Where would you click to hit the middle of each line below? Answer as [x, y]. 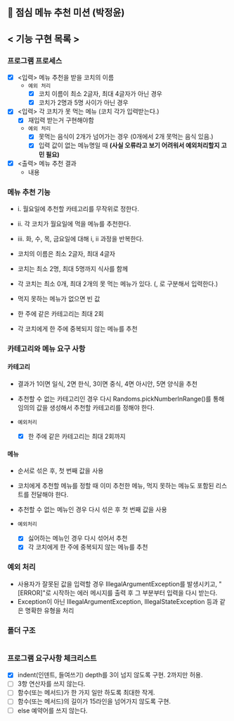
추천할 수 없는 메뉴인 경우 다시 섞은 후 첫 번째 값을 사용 [92, 509]
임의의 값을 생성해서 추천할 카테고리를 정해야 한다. [86, 407]
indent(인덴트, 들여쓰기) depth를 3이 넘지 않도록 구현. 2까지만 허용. [110, 675]
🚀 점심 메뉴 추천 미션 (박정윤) [66, 13]
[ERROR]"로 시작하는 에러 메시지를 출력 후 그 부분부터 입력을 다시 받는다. [117, 593]
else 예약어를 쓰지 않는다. [52, 710]
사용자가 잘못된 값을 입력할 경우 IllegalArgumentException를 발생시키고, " [120, 583]
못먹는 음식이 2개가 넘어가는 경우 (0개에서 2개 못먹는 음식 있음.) [126, 137]
